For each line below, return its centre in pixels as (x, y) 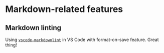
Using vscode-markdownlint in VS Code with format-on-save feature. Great (82, 39)
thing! (11, 45)
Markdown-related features (64, 9)
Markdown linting (33, 28)
